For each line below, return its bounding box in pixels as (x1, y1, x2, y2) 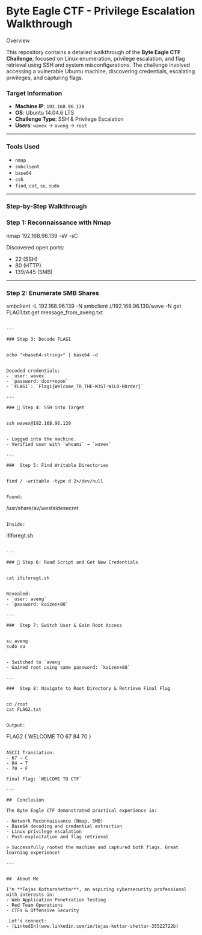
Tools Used (6, 142, 40, 151)
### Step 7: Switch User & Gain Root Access (6, 623, 122, 629)
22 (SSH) (14, 255, 38, 263)
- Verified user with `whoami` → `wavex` (6, 442, 112, 448)
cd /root (6, 701, 28, 707)
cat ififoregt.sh (6, 575, 50, 581)
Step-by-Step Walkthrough (6, 203, 87, 211)
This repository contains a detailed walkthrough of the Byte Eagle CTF (6, 48, 181, 55)
